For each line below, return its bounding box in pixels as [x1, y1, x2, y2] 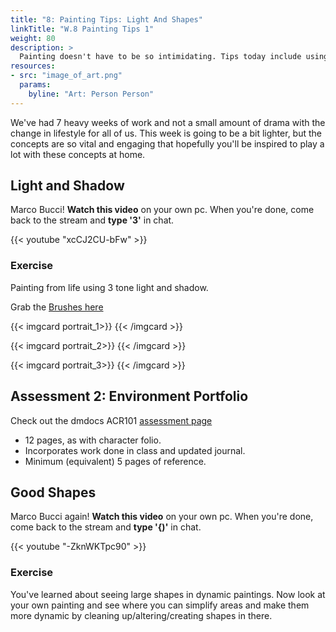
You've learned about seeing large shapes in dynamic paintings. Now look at [10, 588, 326, 600]
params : [19, 80, 52, 90]
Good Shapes [10, 484, 97, 501]
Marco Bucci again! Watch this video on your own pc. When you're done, [10, 511, 314, 523]
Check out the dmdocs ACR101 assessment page [10, 414, 213, 426]
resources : [10, 61, 56, 71]
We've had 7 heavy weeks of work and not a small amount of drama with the [10, 116, 326, 128]
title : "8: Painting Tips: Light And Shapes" [10, 14, 203, 25]
